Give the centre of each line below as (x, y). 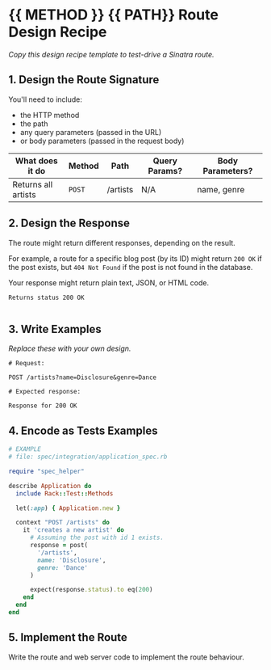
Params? (165, 171)
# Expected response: (45, 392)
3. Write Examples (55, 329)
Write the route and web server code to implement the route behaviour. (126, 657)
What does (36, 161)
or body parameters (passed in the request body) (102, 141)
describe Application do (50, 486)
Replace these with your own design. (70, 348)
